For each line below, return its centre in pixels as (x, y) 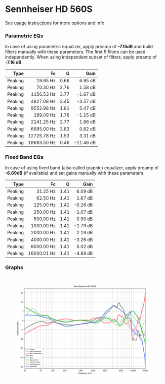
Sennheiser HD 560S (49, 9)
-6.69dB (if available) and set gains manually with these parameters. (75, 173)
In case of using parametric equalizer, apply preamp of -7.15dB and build (79, 47)
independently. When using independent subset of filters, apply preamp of (81, 57)
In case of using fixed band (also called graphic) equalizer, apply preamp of (82, 168)
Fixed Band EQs (24, 157)
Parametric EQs (24, 36)
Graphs (14, 267)
